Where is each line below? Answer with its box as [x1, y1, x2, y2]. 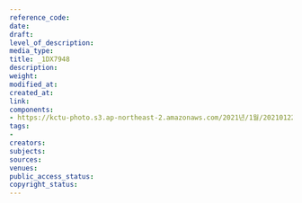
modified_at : [9, 80, 58, 89]
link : [9, 96, 30, 106]
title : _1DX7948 [9, 55, 70, 64]
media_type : [9, 47, 54, 56]
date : [9, 22, 30, 31]
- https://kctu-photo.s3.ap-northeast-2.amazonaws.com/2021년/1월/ [9, 113, 263, 122]
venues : [9, 163, 39, 172]
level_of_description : [9, 38, 94, 48]
